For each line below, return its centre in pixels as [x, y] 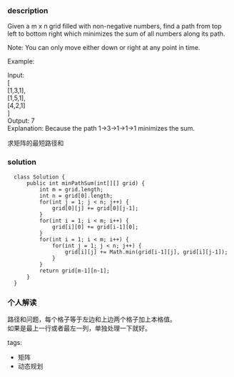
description [28, 11]
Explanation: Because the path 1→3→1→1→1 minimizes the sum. [101, 129]
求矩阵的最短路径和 [36, 143]
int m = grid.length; [71, 189]
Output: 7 [21, 121]
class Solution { [40, 177]
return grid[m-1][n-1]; [75, 271]
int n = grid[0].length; [76, 196]
